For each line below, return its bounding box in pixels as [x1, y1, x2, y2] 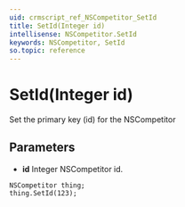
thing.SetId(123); [9, 188, 77, 197]
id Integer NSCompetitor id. [21, 163, 124, 174]
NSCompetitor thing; [9, 180, 86, 190]
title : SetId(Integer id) [9, 21, 105, 30]
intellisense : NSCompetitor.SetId [9, 29, 138, 38]
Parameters [9, 140, 76, 155]
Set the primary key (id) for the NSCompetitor [9, 114, 176, 125]
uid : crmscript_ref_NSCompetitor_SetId [9, 12, 157, 22]
